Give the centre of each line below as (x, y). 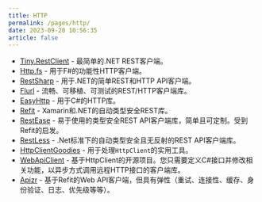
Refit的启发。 (41, 131)
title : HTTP (28, 15)
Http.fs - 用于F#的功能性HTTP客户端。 (83, 71)
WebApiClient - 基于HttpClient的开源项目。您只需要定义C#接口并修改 (133, 160)
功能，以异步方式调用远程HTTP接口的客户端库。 (106, 170)
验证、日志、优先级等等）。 (70, 190)
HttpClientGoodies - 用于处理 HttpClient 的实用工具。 (106, 151)
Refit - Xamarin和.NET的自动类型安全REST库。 (96, 111)
